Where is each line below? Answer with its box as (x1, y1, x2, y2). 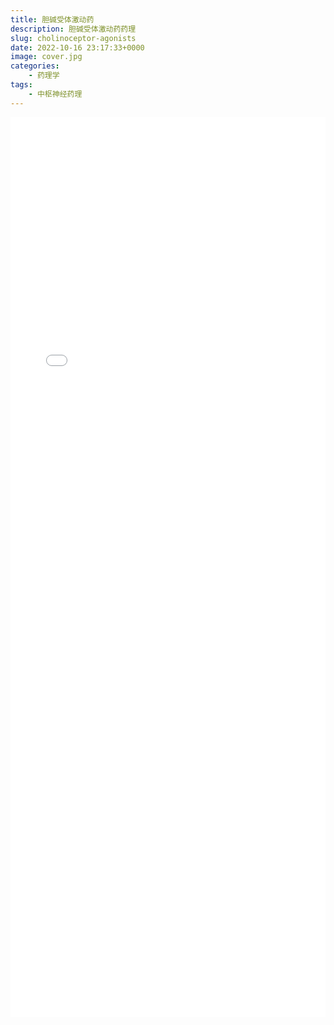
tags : (10, 80, 33, 90)
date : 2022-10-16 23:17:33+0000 (10, 42, 145, 53)
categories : (10, 61, 60, 71)
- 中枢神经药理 (28, 89, 83, 99)
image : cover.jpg (10, 52, 83, 62)
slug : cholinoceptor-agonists (10, 33, 137, 43)
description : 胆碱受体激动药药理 (10, 24, 137, 34)
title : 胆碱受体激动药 (10, 14, 95, 25)
